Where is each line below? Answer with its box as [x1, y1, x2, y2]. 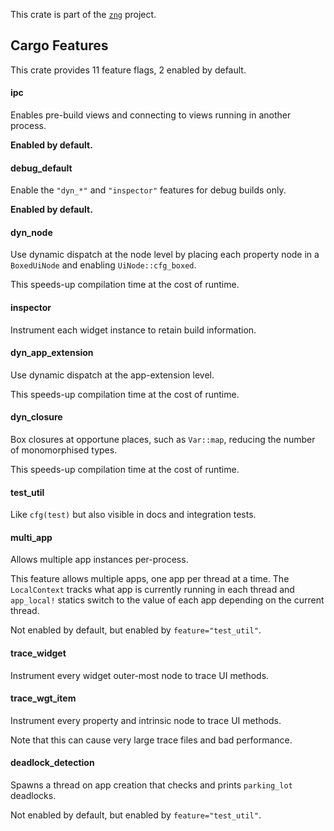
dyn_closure [10, 411, 63, 423]
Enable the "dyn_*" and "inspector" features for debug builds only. [10, 184, 287, 196]
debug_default [10, 162, 73, 174]
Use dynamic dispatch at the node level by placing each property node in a [10, 249, 320, 261]
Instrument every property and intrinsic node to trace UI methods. [10, 714, 282, 726]
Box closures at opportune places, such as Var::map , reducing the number [10, 434, 316, 446]
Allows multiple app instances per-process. [10, 554, 189, 566]
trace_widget [10, 647, 67, 659]
